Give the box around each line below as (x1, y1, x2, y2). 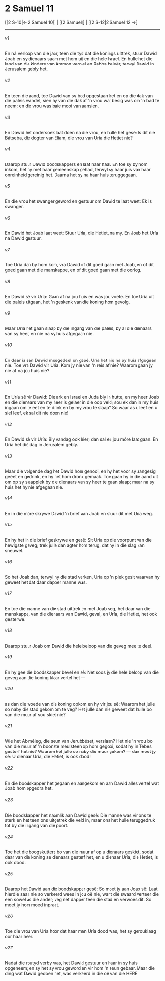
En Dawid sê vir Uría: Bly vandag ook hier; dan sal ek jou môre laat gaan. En (5, 436, 158, 442)
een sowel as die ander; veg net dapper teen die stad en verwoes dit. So (5, 897, 152, 903)
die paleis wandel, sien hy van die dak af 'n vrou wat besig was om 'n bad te (5, 98, 160, 104)
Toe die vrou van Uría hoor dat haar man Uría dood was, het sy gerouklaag (5, 928, 156, 934)
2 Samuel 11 (5, 3, 54, 14)
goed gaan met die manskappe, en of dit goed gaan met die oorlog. (5, 267, 142, 273)
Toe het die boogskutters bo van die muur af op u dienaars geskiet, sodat (5, 849, 154, 855)
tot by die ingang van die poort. (5, 822, 69, 828)
